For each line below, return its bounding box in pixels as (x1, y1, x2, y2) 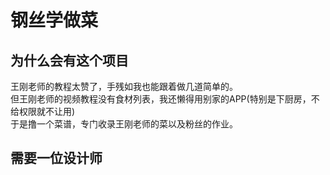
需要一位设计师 (10, 150, 103, 167)
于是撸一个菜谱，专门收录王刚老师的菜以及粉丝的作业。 (10, 118, 238, 130)
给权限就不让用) (10, 106, 76, 117)
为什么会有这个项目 (10, 52, 129, 69)
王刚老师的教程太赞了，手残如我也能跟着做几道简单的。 (10, 81, 238, 92)
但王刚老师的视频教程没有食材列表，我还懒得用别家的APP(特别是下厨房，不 (10, 93, 320, 105)
